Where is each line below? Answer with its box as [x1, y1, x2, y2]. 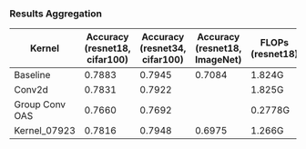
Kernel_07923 [14, 124, 76, 137]
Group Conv [14, 98, 66, 111]
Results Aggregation [9, 7, 103, 20]
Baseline [14, 69, 51, 82]
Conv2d [14, 84, 48, 96]
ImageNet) [194, 54, 242, 66]
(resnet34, [139, 42, 187, 55]
